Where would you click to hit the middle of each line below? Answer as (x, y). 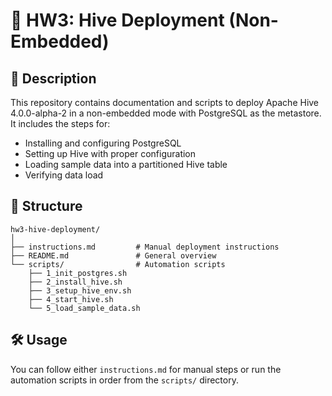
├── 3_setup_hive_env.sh (80, 290)
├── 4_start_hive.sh (71, 299)
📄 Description (53, 78)
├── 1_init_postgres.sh (78, 273)
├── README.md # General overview (113, 255)
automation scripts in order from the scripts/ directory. (124, 380)
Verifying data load (64, 175)
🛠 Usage (39, 340)
